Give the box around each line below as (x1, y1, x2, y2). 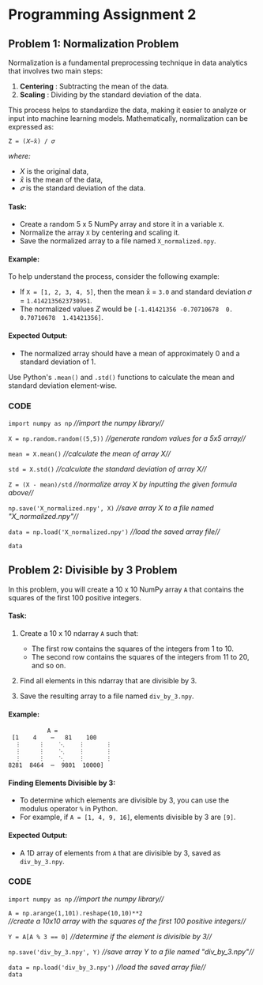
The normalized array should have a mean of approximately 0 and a (19, 348, 240, 358)
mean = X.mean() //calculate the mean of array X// (8, 449, 171, 458)
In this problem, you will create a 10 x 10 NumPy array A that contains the (8, 585, 245, 594)
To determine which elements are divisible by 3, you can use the (19, 795, 230, 805)
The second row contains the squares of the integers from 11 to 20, (31, 652, 250, 661)
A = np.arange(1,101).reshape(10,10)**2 (8, 909, 144, 917)
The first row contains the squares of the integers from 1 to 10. (31, 644, 235, 653)
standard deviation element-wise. (8, 381, 117, 390)
